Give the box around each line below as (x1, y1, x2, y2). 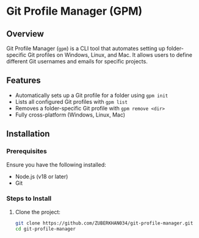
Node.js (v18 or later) (15, 173, 68, 180)
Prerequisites (6, 147, 47, 156)
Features (6, 75, 41, 86)
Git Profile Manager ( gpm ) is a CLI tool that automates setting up (6, 45, 165, 52)
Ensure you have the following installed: (6, 160, 107, 168)
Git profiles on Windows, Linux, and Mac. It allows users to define (27, 51, 193, 59)
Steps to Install (6, 194, 52, 203)
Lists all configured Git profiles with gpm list (15, 98, 128, 105)
